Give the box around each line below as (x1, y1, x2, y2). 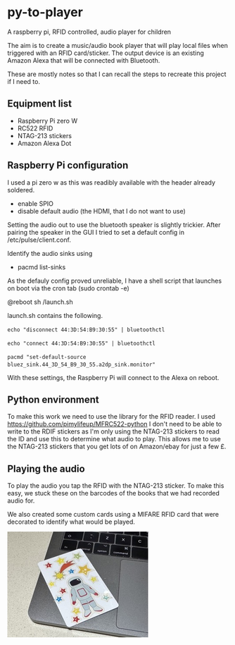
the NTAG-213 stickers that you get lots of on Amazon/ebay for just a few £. (7, 442, 227, 451)
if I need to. (7, 77, 41, 85)
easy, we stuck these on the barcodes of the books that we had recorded (7, 489, 220, 498)
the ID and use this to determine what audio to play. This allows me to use (7, 435, 222, 443)
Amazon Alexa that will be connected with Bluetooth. (7, 56, 160, 64)
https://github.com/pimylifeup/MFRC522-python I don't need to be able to (7, 420, 222, 429)
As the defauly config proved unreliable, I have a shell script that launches (7, 276, 222, 285)
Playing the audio (7, 462, 86, 474)
